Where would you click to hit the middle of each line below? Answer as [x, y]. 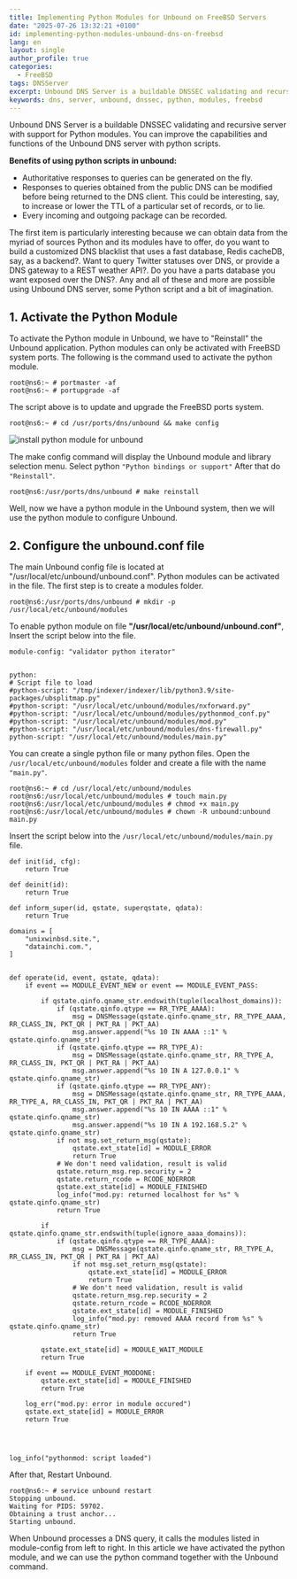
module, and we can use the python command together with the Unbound [144, 1557]
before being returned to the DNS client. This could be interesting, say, [151, 197]
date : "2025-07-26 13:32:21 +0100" [75, 26]
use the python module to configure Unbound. [94, 518]
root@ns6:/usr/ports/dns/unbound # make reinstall [104, 492]
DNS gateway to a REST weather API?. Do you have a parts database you [142, 270]
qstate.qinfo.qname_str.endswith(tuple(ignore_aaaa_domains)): [128, 1234]
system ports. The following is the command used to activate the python [141, 357]
